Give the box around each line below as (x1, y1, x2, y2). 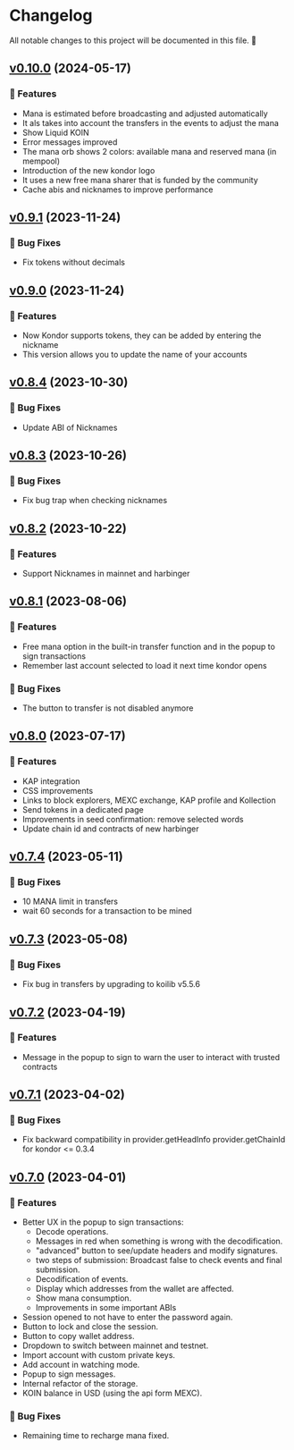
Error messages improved (21, 136, 118, 148)
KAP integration (21, 775, 80, 787)
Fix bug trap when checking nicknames (21, 495, 168, 506)
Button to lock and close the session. (21, 1321, 159, 1332)
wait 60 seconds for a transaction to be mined (21, 906, 192, 916)
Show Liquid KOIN (21, 127, 89, 138)
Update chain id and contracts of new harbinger (21, 823, 199, 834)
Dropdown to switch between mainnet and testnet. (21, 1340, 209, 1351)
